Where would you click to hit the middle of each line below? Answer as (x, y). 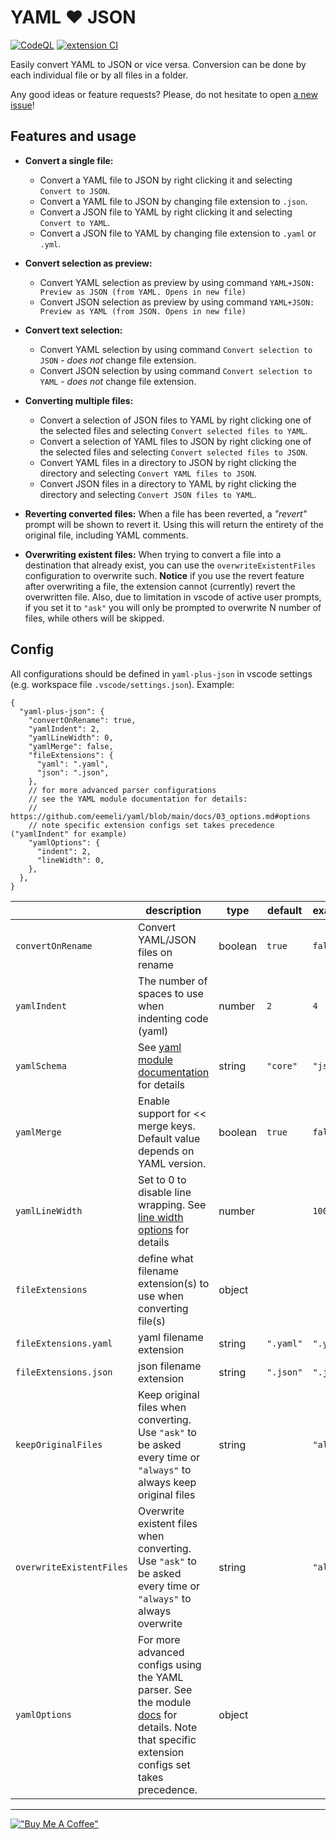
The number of (173, 981)
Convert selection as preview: (88, 263)
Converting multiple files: (79, 400)
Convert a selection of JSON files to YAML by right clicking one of (175, 420)
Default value (169, 1138)
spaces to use (171, 993)
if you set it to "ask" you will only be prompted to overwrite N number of (173, 607)
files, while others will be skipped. (94, 618)
